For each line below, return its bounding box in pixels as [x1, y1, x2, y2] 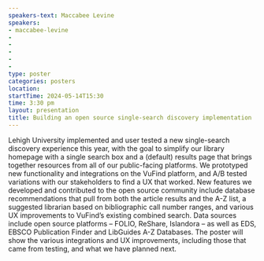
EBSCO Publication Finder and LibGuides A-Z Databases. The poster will [8, 227, 244, 237]
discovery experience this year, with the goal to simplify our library [8, 143, 225, 153]
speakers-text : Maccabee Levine [8, 11, 114, 20]
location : [8, 84, 41, 93]
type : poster [8, 70, 51, 78]
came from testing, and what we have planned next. [8, 244, 177, 253]
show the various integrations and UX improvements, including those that [8, 235, 247, 244]
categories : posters [8, 77, 76, 85]
